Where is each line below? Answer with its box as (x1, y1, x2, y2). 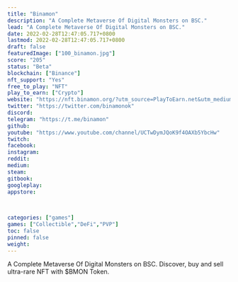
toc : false (7, 227, 40, 235)
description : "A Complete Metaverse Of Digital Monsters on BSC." (7, 17, 208, 24)
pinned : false (7, 234, 50, 241)
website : (7, 96, 33, 103)
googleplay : (7, 181, 42, 188)
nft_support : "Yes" (7, 76, 65, 84)
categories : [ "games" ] (7, 214, 74, 222)
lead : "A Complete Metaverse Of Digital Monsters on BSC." (7, 23, 186, 30)
